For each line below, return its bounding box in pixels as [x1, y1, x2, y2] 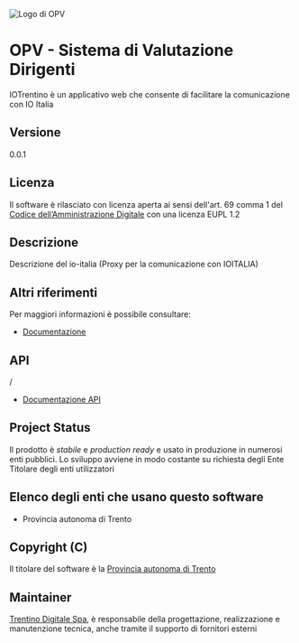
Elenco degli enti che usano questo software [9, 489, 264, 505]
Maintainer [9, 590, 72, 605]
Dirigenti [9, 60, 76, 80]
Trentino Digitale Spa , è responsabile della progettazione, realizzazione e [9, 614, 281, 625]
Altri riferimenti [9, 284, 97, 300]
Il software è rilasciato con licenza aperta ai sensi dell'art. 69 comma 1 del [9, 199, 284, 210]
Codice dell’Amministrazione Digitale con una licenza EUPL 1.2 [9, 209, 240, 219]
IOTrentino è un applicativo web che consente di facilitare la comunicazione [9, 89, 291, 99]
